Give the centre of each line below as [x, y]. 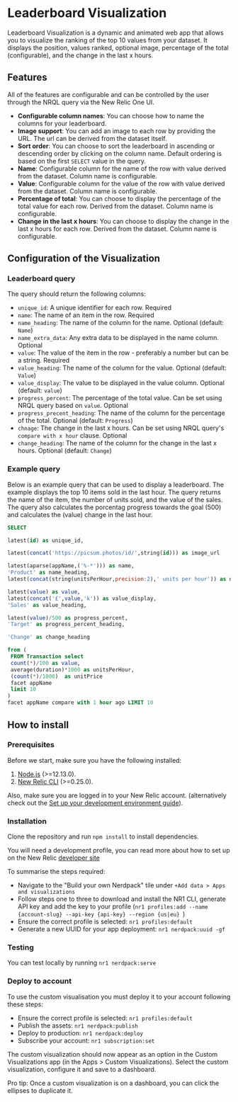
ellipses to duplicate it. [40, 1090]
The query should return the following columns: [77, 294]
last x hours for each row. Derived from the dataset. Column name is [117, 229]
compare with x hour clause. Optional [72, 436]
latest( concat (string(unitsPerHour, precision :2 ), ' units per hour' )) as [117, 579]
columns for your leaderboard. [62, 123]
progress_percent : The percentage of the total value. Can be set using [120, 398]
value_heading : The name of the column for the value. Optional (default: [122, 368]
